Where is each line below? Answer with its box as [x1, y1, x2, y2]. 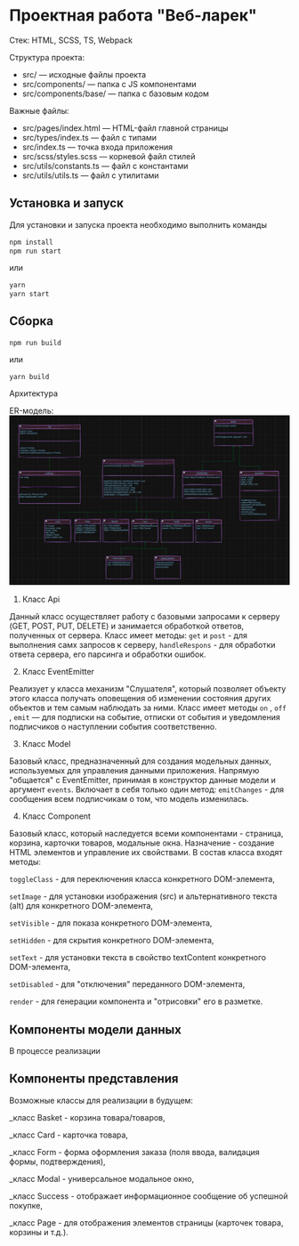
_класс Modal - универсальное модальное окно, [9, 1173, 194, 1184]
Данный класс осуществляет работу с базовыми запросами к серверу [9, 611, 280, 622]
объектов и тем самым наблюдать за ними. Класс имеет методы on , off [9, 702, 287, 713]
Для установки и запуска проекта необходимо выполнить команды [9, 219, 267, 230]
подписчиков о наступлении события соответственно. [9, 722, 218, 732]
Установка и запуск [9, 196, 125, 211]
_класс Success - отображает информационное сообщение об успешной [9, 1190, 288, 1201]
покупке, [9, 1200, 43, 1210]
